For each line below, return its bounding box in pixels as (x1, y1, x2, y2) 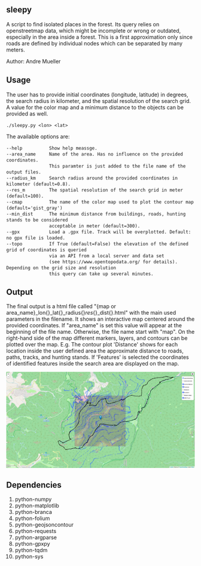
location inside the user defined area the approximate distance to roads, (6, 347, 184, 355)
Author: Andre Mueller (6, 57, 61, 65)
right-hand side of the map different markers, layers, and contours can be (6, 334, 188, 342)
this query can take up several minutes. (48, 270, 154, 277)
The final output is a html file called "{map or (6, 303, 117, 310)
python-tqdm (14, 546, 48, 553)
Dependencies (6, 480, 62, 490)
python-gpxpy (14, 540, 50, 547)
